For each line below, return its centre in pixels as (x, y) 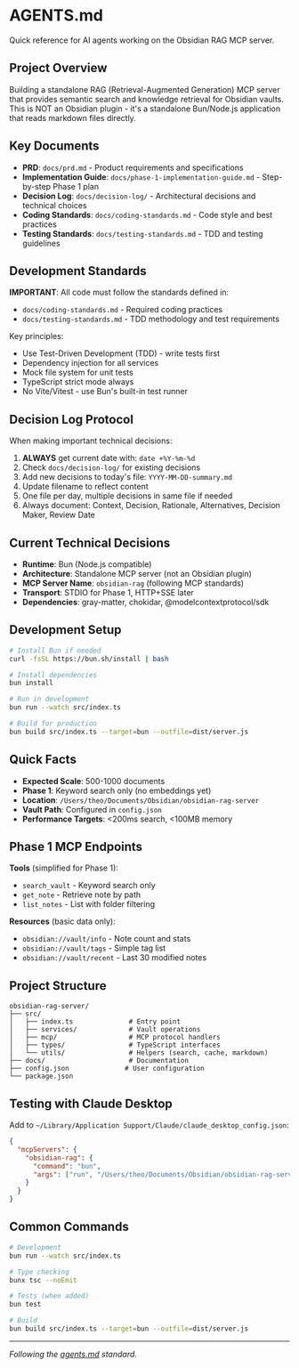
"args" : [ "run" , (63, 1174)
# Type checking (39, 1272)
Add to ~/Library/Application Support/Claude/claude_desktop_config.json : (149, 1125)
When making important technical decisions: (91, 441)
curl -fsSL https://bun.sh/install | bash (89, 659)
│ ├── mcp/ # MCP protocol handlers (115, 1038)
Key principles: (36, 336)
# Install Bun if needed (55, 651)
